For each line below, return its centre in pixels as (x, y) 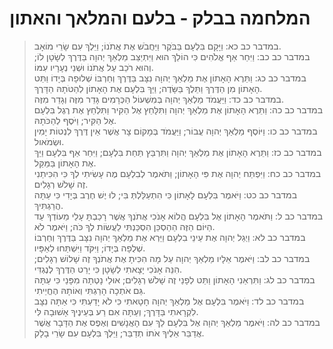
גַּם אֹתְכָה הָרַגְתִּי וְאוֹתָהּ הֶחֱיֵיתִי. (89, 290)
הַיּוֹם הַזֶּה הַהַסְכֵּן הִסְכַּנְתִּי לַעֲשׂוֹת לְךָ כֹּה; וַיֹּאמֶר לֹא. (124, 226)
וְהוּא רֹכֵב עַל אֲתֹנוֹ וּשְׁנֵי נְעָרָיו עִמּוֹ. (93, 67)
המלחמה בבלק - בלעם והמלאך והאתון (160, 18)
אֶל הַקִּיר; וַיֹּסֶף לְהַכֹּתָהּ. (75, 120)
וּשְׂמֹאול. (49, 141)
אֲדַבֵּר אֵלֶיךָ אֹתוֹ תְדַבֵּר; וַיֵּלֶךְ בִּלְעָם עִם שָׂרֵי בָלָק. (119, 333)
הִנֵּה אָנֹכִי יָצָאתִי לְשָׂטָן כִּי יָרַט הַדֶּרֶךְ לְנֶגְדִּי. (108, 269)
